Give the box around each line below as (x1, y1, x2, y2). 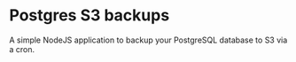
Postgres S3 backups (9, 5, 170, 26)
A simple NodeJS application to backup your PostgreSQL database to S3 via (9, 35, 288, 45)
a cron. (9, 43, 35, 54)
